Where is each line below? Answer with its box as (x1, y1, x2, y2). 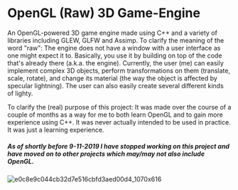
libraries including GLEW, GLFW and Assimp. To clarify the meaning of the (7, 36, 225, 44)
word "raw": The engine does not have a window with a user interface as (7, 43, 221, 52)
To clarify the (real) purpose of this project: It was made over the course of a (7, 102, 232, 111)
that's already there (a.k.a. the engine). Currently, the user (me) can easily (7, 58, 224, 67)
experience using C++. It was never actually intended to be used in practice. (7, 117, 231, 126)
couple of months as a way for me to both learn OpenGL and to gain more (7, 110, 224, 119)
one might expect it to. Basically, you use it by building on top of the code (7, 51, 222, 60)
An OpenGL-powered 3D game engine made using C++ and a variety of (7, 28, 218, 37)
